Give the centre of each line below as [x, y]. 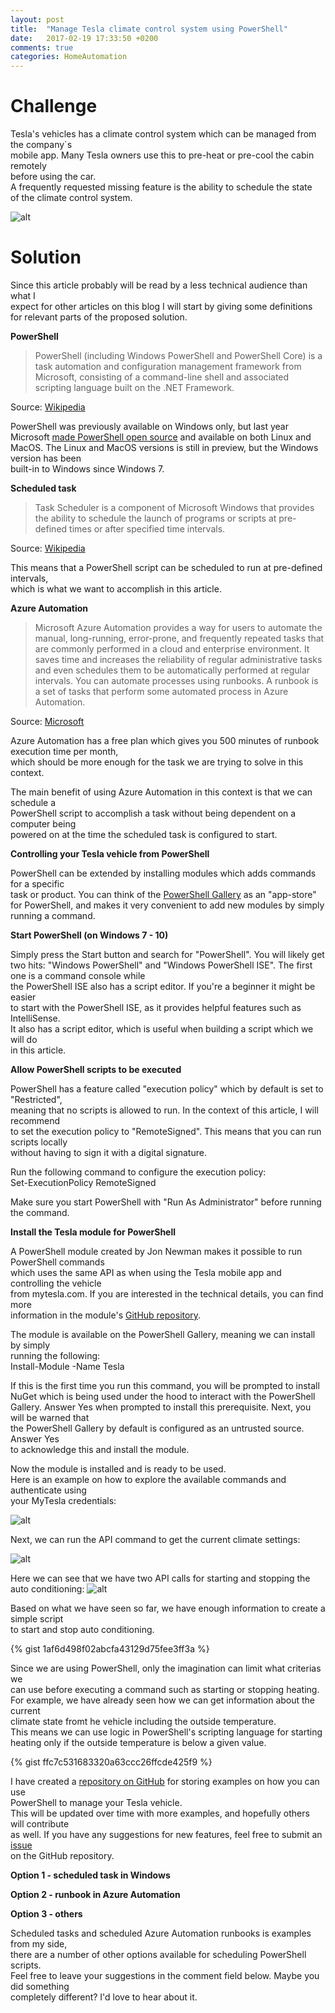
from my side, [39, 1944]
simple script [37, 1619]
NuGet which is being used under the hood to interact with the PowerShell [163, 1396]
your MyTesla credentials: [63, 1500]
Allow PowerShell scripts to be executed [96, 1069]
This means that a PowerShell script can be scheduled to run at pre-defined [166, 567]
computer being [43, 824]
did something [40, 1986]
